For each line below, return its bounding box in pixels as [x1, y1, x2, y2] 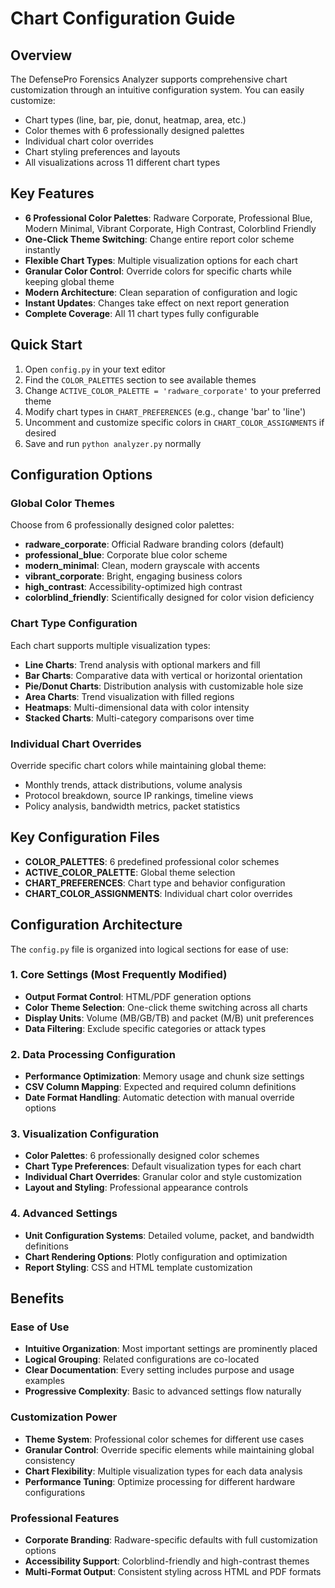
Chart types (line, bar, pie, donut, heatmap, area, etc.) [24, 114, 247, 126]
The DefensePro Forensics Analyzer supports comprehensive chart [10, 73, 288, 85]
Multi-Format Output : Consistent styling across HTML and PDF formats [24, 1566, 322, 1577]
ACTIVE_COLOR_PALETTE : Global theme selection [24, 866, 236, 878]
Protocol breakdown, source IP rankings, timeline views [24, 789, 254, 801]
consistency [24, 1454, 76, 1466]
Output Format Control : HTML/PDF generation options [24, 990, 252, 1002]
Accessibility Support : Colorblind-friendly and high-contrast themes [24, 1555, 310, 1567]
